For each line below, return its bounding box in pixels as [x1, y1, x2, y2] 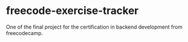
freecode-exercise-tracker [6, 4, 139, 17]
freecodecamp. [6, 29, 43, 36]
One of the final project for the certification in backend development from [6, 23, 183, 30]
